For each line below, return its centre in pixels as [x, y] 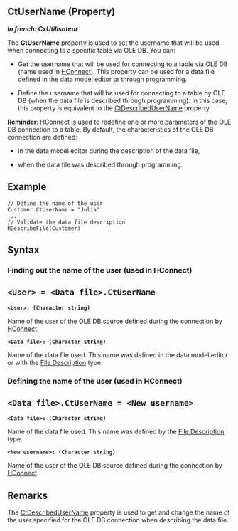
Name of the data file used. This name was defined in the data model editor [118, 354]
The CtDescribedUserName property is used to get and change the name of [119, 512]
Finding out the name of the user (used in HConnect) [100, 270]
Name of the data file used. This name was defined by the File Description [116, 432]
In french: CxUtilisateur [43, 28]
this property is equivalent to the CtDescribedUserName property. [114, 108]
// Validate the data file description [66, 222]
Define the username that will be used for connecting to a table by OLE [121, 93]
